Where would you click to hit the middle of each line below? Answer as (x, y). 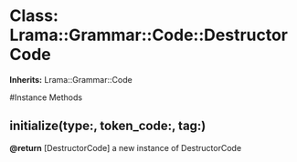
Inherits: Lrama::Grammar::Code (71, 79)
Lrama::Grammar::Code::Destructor (148, 35)
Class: (34, 16)
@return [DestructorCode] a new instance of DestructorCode (126, 147)
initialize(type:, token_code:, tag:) (108, 126)
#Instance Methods (46, 97)
